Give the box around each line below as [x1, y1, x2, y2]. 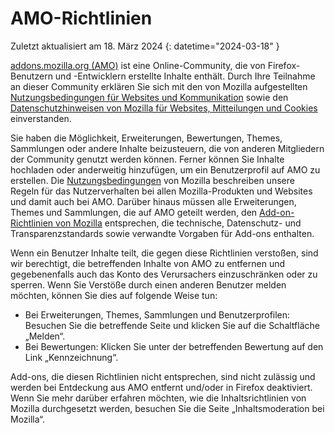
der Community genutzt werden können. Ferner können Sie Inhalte [10, 153, 285, 165]
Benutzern [10, 70, 53, 82]
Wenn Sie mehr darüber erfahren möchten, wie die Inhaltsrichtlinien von [10, 392, 307, 404]
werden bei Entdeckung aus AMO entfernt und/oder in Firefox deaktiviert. [10, 381, 313, 393]
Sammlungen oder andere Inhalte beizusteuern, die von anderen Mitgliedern [10, 142, 325, 154]
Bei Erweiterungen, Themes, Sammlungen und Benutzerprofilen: [24, 308, 291, 321]
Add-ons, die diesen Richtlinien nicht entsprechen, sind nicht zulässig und [10, 370, 316, 382]
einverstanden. [10, 112, 72, 124]
